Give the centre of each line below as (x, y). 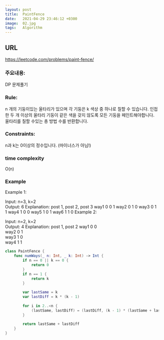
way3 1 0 (14, 237)
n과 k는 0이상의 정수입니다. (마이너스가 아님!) (48, 145)
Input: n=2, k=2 (20, 222)
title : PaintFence (25, 14)
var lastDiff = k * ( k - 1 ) (51, 297)
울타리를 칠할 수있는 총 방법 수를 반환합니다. (47, 121)
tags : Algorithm (24, 28)
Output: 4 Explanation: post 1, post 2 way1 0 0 (51, 227)
